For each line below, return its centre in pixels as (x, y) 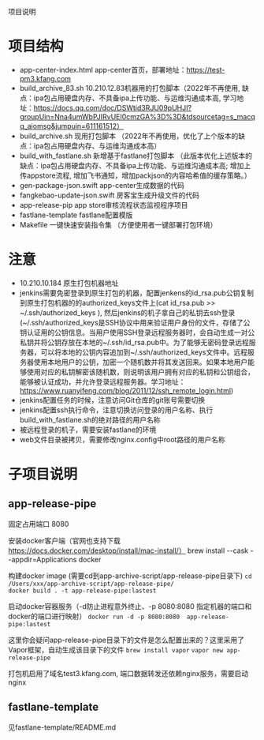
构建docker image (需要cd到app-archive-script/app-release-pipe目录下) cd (130, 576)
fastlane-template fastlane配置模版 (76, 215)
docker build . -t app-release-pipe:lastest (82, 591)
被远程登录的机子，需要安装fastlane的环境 (88, 430)
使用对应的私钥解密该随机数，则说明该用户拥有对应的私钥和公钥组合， (140, 372)
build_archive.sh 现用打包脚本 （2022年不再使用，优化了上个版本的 (129, 136)
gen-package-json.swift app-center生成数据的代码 (102, 185)
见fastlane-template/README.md (62, 727)
